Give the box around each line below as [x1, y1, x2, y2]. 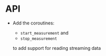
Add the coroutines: [12, 20, 55, 26]
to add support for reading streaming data [12, 45, 101, 51]
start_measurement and [20, 30, 69, 36]
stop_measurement [20, 36, 58, 41]
